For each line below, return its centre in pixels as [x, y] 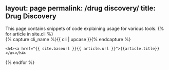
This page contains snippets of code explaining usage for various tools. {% [85, 28]
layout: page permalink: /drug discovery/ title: [80, 8]
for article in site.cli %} [29, 34]
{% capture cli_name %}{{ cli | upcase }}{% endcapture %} [68, 39]
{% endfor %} [20, 62]
